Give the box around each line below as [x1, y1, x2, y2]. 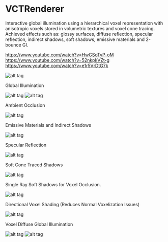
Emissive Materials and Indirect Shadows [5, 122, 92, 128]
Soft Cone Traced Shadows [5, 162, 63, 168]
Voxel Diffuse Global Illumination [5, 221, 73, 227]
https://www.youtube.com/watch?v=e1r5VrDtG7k [5, 62, 108, 69]
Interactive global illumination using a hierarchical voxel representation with [5, 20, 163, 26]
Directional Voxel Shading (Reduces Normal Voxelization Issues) [5, 201, 140, 207]
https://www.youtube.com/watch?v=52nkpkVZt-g [5, 57, 110, 63]
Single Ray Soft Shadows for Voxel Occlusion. [5, 181, 101, 187]
